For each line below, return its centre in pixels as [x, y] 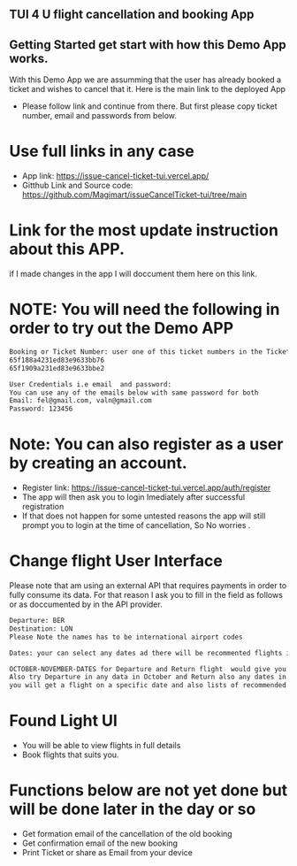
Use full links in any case [102, 152]
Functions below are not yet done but [148, 790]
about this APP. [67, 249]
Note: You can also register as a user [146, 444]
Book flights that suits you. [70, 755]
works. [29, 58]
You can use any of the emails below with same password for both [134, 393]
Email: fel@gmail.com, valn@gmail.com [80, 401]
